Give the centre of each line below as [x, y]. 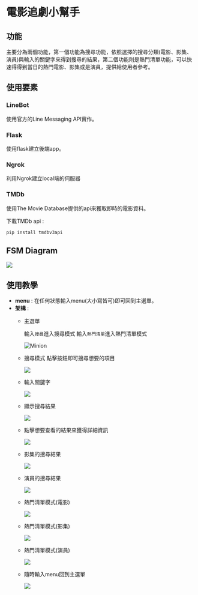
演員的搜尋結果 [42, 479]
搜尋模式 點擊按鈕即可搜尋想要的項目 [69, 358]
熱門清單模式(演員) [47, 551]
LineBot [18, 105]
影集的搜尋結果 [42, 455]
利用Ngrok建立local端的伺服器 [43, 178]
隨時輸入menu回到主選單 [55, 575]
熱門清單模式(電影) [47, 503]
